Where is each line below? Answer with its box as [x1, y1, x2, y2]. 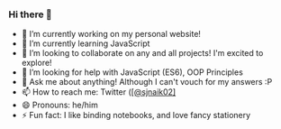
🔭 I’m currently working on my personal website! [21, 29, 202, 40]
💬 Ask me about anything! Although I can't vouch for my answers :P [21, 77, 273, 88]
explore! [21, 58, 52, 69]
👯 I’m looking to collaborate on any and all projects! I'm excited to [21, 48, 264, 59]
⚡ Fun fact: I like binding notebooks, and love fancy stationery [21, 110, 251, 121]
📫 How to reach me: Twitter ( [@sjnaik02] [21, 87, 177, 97]
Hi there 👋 [8, 8, 53, 21]
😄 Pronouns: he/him [21, 99, 98, 111]
